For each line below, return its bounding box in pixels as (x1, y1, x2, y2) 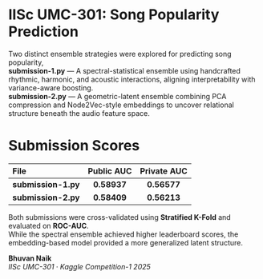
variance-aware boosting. (8, 82, 94, 93)
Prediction (8, 22, 79, 41)
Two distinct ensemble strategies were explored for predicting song (8, 49, 232, 58)
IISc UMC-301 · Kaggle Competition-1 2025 (8, 261, 151, 271)
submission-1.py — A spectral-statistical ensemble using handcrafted (8, 66, 241, 75)
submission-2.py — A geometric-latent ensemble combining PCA (8, 91, 227, 101)
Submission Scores (8, 137, 140, 155)
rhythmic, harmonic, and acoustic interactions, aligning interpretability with (8, 74, 256, 84)
